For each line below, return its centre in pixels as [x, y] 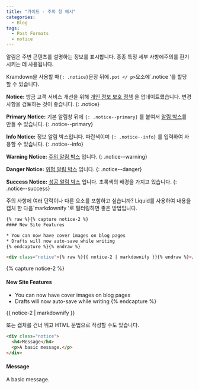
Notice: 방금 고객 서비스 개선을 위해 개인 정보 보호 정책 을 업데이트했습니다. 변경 [99, 97]
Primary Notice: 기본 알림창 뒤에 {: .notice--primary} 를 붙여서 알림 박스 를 [97, 117]
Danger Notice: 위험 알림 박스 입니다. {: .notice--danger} [74, 169]
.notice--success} [28, 188]
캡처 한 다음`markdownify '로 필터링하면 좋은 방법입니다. [72, 208]
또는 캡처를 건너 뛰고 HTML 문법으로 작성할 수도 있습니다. [73, 325]
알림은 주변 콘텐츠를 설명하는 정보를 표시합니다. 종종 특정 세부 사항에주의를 [92, 57]
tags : [13, 28]
